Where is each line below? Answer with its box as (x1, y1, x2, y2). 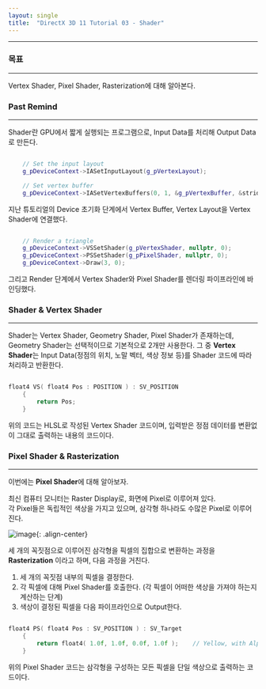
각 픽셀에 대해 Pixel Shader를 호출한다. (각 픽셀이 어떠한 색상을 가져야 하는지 (19, 582, 257, 592)
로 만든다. (8, 138, 38, 147)
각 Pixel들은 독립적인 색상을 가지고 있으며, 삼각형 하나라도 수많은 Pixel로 (8, 504, 231, 513)
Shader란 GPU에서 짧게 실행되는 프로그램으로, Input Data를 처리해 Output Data (8, 127, 256, 137)
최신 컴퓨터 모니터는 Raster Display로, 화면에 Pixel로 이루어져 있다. (8, 494, 216, 503)
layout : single (8, 11, 59, 20)
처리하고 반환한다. (8, 361, 64, 370)
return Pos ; (36, 398, 77, 406)
